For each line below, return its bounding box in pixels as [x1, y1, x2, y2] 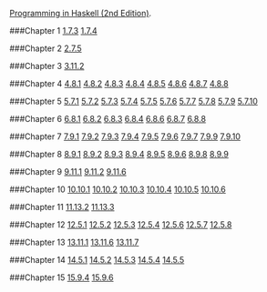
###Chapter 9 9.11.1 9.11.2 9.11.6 [9, 166, 127, 176]
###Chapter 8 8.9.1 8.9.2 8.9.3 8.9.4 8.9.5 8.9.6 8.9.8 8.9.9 [9, 149, 230, 159]
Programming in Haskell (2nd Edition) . [9, 8, 152, 18]
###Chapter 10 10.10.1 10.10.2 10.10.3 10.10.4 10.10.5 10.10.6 [9, 184, 226, 195]
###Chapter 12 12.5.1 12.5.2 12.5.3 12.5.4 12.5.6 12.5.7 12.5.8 [9, 219, 232, 230]
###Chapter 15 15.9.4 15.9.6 [9, 272, 114, 283]
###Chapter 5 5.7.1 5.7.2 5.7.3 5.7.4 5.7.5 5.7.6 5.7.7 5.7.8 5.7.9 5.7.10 [9, 96, 258, 106]
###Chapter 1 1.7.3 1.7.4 [9, 25, 98, 35]
